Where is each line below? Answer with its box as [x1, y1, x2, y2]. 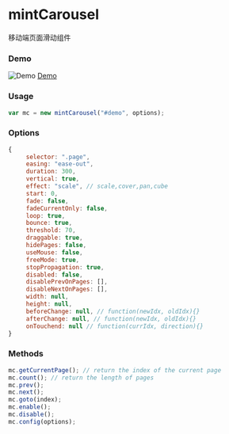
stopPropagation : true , [25, 263, 105, 271]
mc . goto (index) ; [8, 396, 62, 404]
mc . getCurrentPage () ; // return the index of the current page [8, 366, 222, 374]
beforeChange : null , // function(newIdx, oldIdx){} [25, 307, 200, 315]
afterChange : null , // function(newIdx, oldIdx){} [25, 314, 197, 322]
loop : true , [25, 211, 66, 219]
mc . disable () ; [8, 410, 55, 418]
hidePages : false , [25, 242, 87, 249]
